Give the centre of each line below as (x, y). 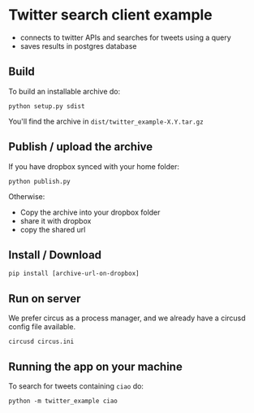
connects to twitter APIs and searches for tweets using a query (125, 37)
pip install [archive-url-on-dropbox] (74, 274)
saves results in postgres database (78, 46)
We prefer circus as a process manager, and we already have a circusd (127, 318)
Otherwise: (27, 196)
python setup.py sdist (47, 106)
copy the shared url (53, 229)
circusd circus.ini (41, 342)
